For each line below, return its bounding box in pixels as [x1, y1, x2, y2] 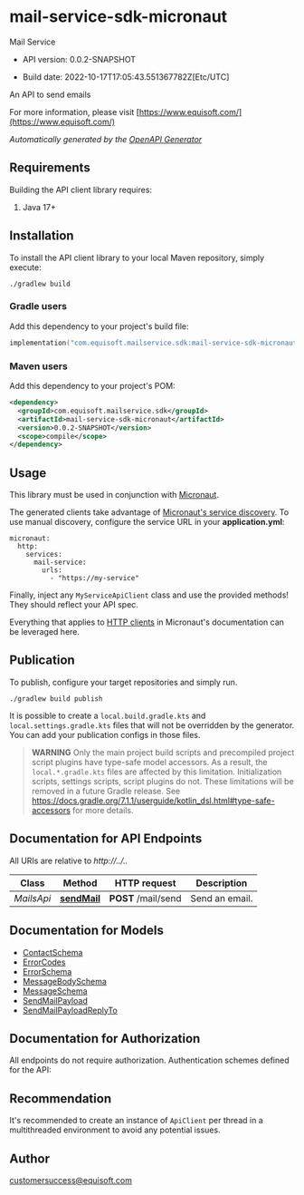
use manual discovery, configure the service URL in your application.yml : [9, 517, 285, 528]
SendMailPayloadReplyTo [22, 1005, 118, 1015]
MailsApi [14, 891, 52, 904]
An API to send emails [9, 89, 91, 100]
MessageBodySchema [22, 976, 107, 986]
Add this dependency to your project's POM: [9, 381, 176, 392]
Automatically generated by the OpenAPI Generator [9, 133, 203, 144]
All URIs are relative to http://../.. [9, 855, 128, 866]
